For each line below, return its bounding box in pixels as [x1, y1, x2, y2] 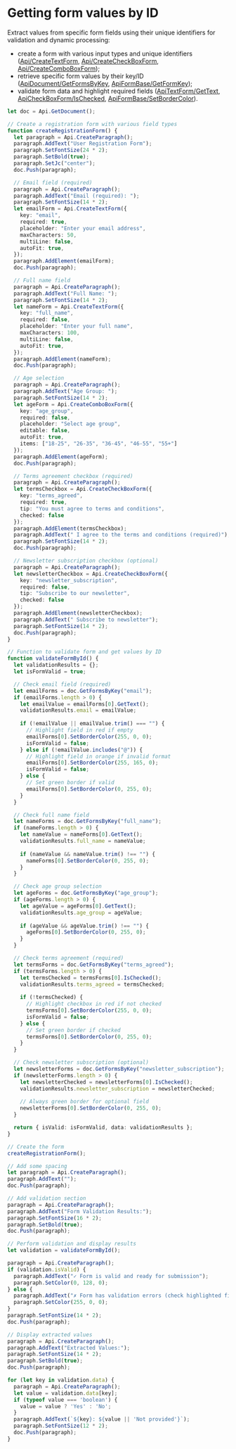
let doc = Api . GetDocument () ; [7, 108, 96, 115]
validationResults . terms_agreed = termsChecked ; [20, 981, 165, 988]
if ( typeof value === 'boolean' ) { [13, 1396, 118, 1403]
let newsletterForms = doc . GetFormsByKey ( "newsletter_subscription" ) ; [13, 1065, 225, 1073]
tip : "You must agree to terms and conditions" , [20, 505, 165, 512]
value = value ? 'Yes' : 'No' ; [20, 1403, 112, 1410]
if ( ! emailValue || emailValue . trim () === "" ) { [20, 720, 165, 727]
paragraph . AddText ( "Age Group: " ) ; [13, 388, 118, 395]
